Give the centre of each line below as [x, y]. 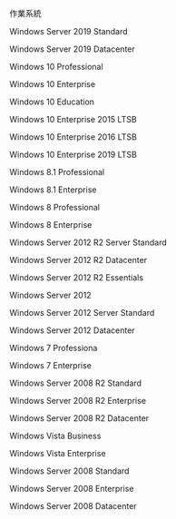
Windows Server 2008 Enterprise [72, 489]
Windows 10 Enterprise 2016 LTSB [73, 137]
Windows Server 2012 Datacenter [72, 330]
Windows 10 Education [52, 102]
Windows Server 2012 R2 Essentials [76, 278]
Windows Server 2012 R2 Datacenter [78, 260]
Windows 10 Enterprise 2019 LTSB [73, 154]
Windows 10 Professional [56, 67]
